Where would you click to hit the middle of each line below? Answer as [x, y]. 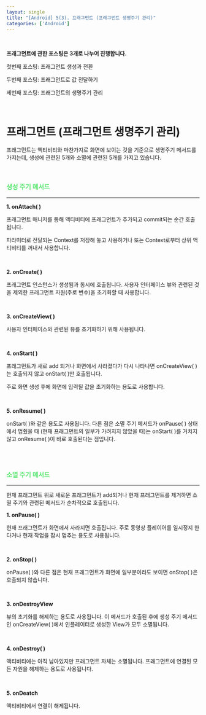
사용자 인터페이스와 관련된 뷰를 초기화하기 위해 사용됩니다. [76, 329]
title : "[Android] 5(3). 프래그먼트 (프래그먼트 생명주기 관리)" [81, 18]
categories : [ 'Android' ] [38, 23]
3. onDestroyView [30, 604]
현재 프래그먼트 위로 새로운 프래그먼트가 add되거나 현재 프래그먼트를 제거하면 [99, 494]
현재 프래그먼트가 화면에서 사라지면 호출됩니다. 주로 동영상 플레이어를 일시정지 [100, 527]
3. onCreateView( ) [31, 316]
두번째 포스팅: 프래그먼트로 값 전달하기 [52, 80]
